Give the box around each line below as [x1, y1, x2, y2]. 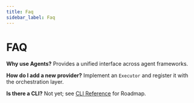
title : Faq [6, 8, 34, 15]
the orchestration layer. [6, 78, 64, 86]
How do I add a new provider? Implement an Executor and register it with [6, 72, 189, 79]
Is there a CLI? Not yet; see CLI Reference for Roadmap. [6, 90, 146, 97]
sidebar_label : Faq [6, 14, 56, 20]
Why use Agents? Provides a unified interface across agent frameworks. [6, 60, 189, 67]
